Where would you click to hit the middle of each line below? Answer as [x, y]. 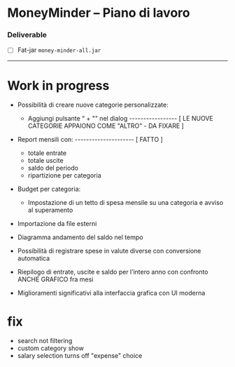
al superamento [50, 210]
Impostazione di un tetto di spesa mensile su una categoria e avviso [126, 203]
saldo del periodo [53, 168]
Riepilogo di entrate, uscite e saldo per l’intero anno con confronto [113, 272]
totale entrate [47, 153]
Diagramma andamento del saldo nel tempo [80, 237]
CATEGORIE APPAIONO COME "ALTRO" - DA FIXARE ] [106, 126]
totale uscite [46, 161]
